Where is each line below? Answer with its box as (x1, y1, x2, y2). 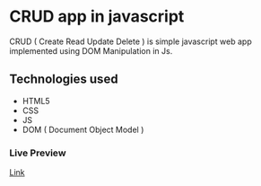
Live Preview (9, 146, 66, 159)
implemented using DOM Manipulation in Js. (9, 45, 173, 56)
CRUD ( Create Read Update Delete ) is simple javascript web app (9, 36, 253, 47)
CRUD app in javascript (9, 6, 185, 27)
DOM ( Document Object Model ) (22, 124, 144, 135)
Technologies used (9, 72, 118, 87)
